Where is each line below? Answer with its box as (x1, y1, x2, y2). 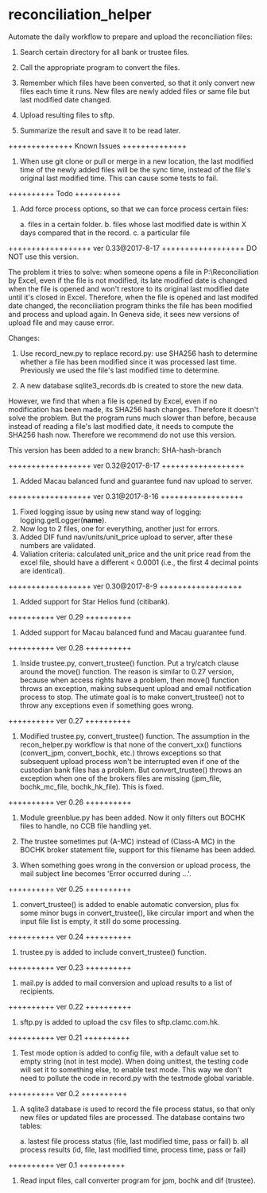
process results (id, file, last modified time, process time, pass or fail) (19, 1145, 246, 1154)
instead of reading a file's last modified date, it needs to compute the (8, 421, 234, 430)
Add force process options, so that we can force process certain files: (19, 204, 249, 214)
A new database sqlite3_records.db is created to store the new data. (19, 380, 244, 390)
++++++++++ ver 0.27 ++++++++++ (8, 716, 132, 725)
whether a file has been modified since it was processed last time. (19, 357, 237, 366)
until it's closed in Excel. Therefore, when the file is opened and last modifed (8, 292, 258, 302)
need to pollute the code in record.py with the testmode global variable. (19, 1073, 254, 1083)
